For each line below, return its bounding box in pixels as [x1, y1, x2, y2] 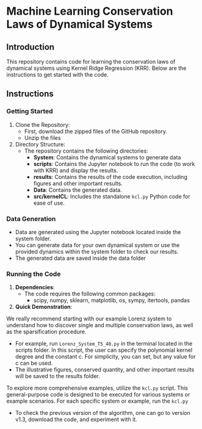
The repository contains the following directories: [24, 147, 148, 154]
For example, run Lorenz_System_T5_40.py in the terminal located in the [15, 340, 193, 347]
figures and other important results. [33, 180, 123, 187]
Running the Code [6, 270, 61, 278]
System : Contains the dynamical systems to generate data [33, 153, 181, 161]
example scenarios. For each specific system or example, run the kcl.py [6, 397, 189, 405]
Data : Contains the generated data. [33, 186, 122, 194]
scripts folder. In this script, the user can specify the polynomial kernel [15, 346, 193, 354]
